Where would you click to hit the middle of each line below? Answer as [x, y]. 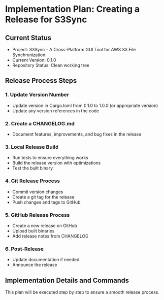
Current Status [28, 38]
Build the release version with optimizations [56, 163]
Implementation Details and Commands [67, 280]
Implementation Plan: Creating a [72, 9]
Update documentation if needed [46, 260]
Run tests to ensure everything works [50, 158]
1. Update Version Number [37, 95]
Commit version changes [37, 192]
